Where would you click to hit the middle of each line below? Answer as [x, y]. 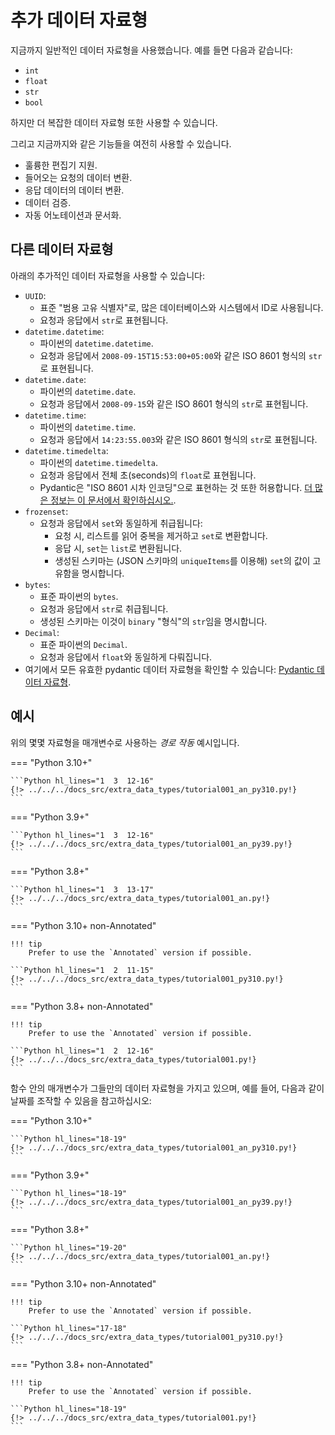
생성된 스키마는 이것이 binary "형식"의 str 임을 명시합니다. [153, 621]
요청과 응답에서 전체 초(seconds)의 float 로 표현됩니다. [148, 475]
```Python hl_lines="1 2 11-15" [82, 970]
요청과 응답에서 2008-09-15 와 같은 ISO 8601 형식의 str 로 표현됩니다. [174, 403]
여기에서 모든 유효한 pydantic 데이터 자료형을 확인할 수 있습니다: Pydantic [169, 669]
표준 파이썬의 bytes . [79, 596]
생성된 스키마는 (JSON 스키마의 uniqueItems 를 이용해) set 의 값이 [182, 560]
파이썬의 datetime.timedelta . [98, 462]
